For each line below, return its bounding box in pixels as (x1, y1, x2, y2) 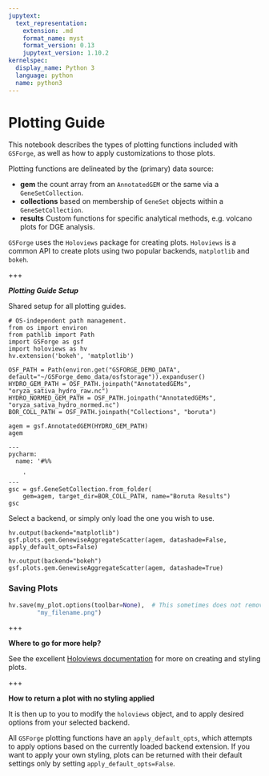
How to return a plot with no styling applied (8, 693, 155, 703)
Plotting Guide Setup (8, 286, 78, 295)
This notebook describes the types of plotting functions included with (8, 140, 239, 149)
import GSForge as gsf (8, 338, 84, 346)
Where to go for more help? (8, 639, 102, 648)
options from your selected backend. (8, 717, 130, 727)
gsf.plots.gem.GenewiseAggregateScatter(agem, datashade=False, (8, 536, 227, 544)
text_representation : (15, 19, 88, 27)
